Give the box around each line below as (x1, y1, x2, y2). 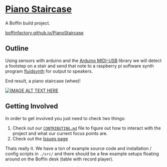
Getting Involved (5, 102, 58, 110)
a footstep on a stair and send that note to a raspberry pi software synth (5, 62, 154, 68)
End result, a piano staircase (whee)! (5, 77, 81, 83)
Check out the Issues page (12, 135, 68, 141)
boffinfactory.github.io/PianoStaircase (5, 29, 84, 35)
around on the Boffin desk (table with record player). (5, 156, 114, 162)
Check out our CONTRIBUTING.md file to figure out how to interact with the (12, 125, 161, 131)
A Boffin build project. (5, 20, 50, 26)
